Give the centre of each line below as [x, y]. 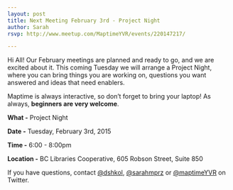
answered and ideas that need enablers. [66, 83]
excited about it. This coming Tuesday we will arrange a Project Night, [109, 67]
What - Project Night [38, 118]
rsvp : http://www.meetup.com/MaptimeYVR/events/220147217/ [97, 34]
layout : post [27, 14]
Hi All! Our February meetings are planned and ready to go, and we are [111, 60]
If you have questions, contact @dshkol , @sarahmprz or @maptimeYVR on [116, 173]
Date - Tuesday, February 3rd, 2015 [59, 131]
